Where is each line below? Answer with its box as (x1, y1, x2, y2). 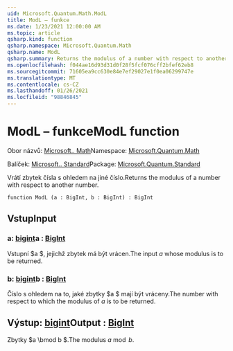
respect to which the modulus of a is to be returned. (7, 297, 156, 305)
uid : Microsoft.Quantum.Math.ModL (7, 10, 107, 17)
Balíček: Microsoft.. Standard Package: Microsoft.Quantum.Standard (7, 160, 201, 168)
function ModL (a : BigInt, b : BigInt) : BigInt (7, 194, 154, 201)
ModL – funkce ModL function (7, 124, 180, 139)
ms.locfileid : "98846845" (7, 94, 82, 101)
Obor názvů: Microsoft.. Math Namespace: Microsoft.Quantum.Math (7, 146, 200, 154)
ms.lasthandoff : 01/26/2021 (7, 87, 89, 94)
